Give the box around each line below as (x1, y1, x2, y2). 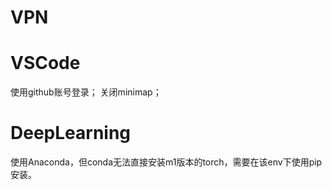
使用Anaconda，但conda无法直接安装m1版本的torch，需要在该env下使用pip (10, 156, 323, 168)
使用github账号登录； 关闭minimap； (10, 86, 162, 98)
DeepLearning (10, 122, 132, 145)
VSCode (10, 52, 81, 75)
